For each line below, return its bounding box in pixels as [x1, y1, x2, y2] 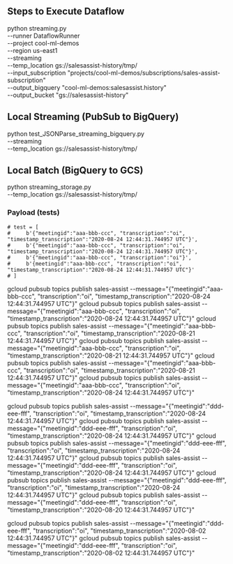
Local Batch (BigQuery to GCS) [7, 165, 144, 176]
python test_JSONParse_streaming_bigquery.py [7, 129, 145, 138]
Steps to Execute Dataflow [7, 6, 125, 17]
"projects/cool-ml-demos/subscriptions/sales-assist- [67, 68, 221, 77]
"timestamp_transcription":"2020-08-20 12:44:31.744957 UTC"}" [7, 505, 195, 514]
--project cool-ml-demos [7, 38, 80, 47]
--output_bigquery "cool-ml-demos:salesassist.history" [7, 83, 167, 91]
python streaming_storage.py [7, 183, 92, 191]
